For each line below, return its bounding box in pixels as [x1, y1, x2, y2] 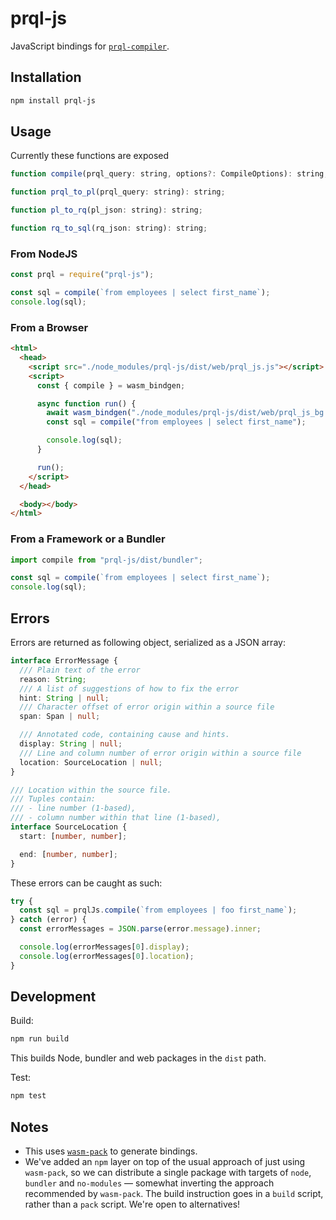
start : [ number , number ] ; [19, 831, 128, 841]
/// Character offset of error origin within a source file [19, 702, 275, 712]
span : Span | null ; [19, 712, 101, 722]
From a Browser [10, 320, 89, 334]
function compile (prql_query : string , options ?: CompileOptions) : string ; [10, 169, 329, 179]
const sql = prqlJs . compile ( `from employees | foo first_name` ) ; [19, 905, 298, 916]
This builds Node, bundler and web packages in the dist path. [10, 1052, 267, 1064]
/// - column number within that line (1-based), [10, 813, 222, 823]
